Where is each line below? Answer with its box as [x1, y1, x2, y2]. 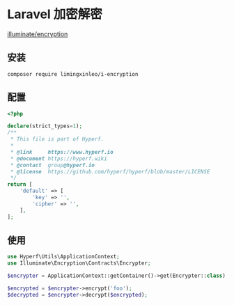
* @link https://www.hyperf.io [10, 148, 114, 155]
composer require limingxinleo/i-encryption [7, 70, 139, 77]
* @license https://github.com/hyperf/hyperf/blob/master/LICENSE [10, 168, 210, 175]
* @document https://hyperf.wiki [10, 155, 108, 162]
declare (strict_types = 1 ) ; [7, 123, 82, 130]
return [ [7, 181, 33, 188]
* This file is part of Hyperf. [10, 136, 104, 143]
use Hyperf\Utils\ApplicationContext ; [7, 253, 120, 260]
